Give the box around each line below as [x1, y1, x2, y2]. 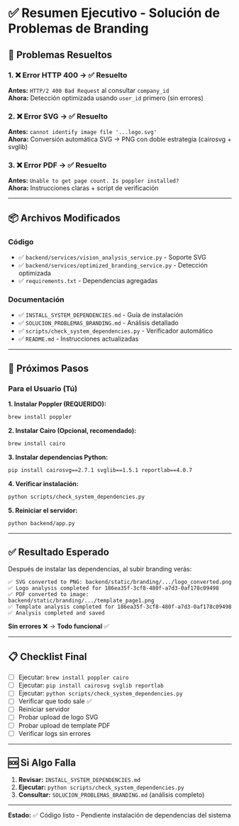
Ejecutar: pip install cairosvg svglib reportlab [18, 681, 164, 690]
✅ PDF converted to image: [8, 591, 89, 598]
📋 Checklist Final [8, 651, 87, 663]
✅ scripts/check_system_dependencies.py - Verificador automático [18, 326, 213, 335]
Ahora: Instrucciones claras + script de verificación [8, 184, 159, 192]
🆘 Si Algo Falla [8, 757, 77, 769]
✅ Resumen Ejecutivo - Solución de [8, 5, 221, 21]
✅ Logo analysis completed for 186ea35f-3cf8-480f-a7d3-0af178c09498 [8, 585, 219, 592]
